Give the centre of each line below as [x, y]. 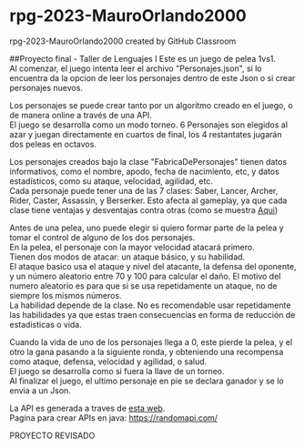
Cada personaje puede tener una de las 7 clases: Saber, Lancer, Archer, [144, 190]
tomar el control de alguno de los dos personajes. [102, 237]
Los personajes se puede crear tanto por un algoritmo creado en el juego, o [151, 105]
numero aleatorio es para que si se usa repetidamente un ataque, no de [143, 285]
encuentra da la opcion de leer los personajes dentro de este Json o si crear [152, 77]
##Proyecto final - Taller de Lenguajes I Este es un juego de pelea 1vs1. [142, 58]
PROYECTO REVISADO [52, 435]
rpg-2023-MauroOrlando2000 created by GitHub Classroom [123, 41]
